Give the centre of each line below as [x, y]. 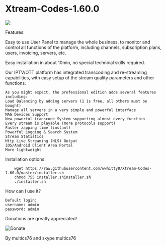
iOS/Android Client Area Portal [39, 145]
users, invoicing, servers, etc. [36, 53]
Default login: [21, 200]
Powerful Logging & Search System [41, 132]
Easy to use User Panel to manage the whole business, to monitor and [78, 42]
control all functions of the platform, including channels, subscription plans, [84, 47]
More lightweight [23, 150]
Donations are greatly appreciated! [41, 218]
